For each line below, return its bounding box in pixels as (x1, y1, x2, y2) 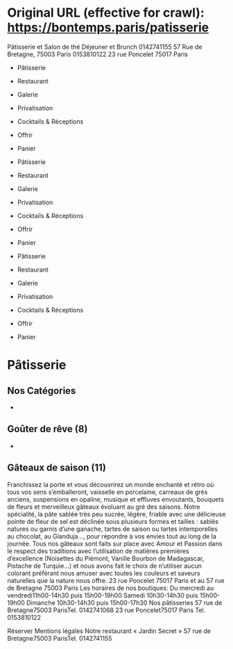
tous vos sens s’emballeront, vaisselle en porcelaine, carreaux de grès (7, 488, 208, 496)
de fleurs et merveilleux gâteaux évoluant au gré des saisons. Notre (7, 502, 200, 511)
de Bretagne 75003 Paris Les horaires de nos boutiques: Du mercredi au (7, 584, 214, 592)
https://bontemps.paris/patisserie (7, 19, 209, 35)
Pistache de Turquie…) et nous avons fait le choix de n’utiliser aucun (7, 561, 202, 570)
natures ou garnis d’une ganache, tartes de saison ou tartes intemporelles (7, 525, 218, 533)
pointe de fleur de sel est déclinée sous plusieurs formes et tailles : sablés (7, 517, 219, 525)
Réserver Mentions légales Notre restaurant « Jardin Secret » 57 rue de (7, 627, 212, 635)
